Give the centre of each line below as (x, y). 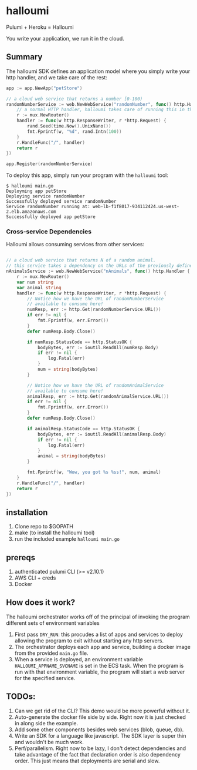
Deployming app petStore (36, 191)
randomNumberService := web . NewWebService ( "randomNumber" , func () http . (97, 104)
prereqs (21, 558)
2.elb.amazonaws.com (31, 212)
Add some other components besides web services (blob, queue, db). (99, 729)
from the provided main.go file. (52, 653)
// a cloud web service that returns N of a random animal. (81, 260)
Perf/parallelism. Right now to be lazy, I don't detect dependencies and (100, 748)
